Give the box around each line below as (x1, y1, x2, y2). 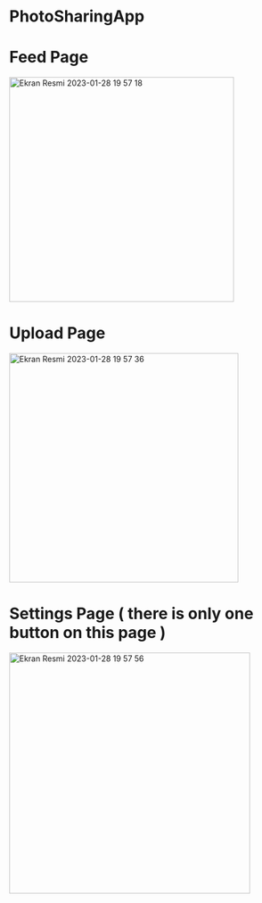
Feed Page (9, 47, 89, 68)
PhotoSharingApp (9, 6, 145, 27)
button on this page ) (9, 623, 167, 643)
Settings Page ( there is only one (9, 604, 254, 624)
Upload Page (9, 323, 106, 344)
